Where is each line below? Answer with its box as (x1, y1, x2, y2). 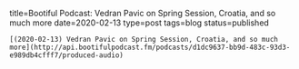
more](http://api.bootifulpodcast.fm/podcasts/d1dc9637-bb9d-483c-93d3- (9, 43, 291, 52)
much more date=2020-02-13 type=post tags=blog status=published (9, 17, 270, 28)
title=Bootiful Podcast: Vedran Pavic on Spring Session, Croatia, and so (9, 8, 276, 18)
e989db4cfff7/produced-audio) (9, 51, 125, 60)
